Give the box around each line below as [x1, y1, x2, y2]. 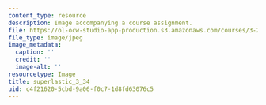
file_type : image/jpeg [8, 33, 83, 42]
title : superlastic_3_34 [8, 77, 90, 85]
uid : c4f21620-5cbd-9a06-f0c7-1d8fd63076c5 [8, 84, 154, 93]
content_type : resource [8, 11, 87, 20]
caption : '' [15, 48, 55, 56]
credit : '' [15, 56, 51, 64]
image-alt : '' [15, 63, 62, 71]
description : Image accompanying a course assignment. [8, 19, 193, 27]
